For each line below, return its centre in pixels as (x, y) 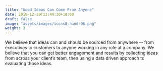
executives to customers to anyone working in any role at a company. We (80, 48)
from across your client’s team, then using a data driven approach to (75, 58)
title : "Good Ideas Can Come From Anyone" (50, 10)
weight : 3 (15, 28)
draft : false (19, 19)
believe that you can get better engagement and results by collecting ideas (81, 53)
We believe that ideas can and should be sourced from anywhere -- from (80, 42)
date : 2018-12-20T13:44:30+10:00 (40, 14)
